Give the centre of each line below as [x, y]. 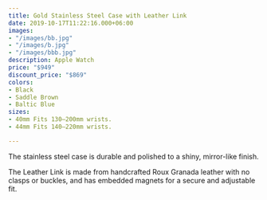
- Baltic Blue [32, 104]
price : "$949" [32, 68]
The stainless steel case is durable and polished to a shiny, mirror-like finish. [133, 156]
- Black [21, 90]
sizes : [19, 112]
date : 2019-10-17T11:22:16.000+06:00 [71, 23]
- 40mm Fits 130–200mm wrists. [60, 120]
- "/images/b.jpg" [39, 45]
